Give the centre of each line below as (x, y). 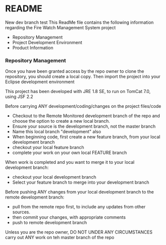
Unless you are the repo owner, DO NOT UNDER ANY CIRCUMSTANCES (79, 232)
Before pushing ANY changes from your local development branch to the (80, 192)
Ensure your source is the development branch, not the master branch (84, 126)
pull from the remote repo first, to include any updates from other (79, 207)
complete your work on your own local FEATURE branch (70, 153)
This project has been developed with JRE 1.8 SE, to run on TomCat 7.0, (78, 92)
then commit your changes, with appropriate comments (69, 217)
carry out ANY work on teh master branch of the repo (60, 238)
